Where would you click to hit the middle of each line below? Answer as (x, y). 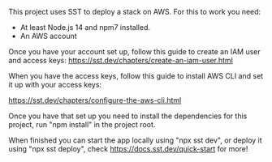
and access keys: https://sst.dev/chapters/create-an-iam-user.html (121, 60)
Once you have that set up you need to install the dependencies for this (128, 116)
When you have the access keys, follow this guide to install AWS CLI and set (136, 76)
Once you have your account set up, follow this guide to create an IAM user (135, 51)
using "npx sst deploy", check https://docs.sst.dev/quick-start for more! (128, 149)
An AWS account (48, 36)
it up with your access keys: (55, 85)
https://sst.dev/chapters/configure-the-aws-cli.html (95, 100)
